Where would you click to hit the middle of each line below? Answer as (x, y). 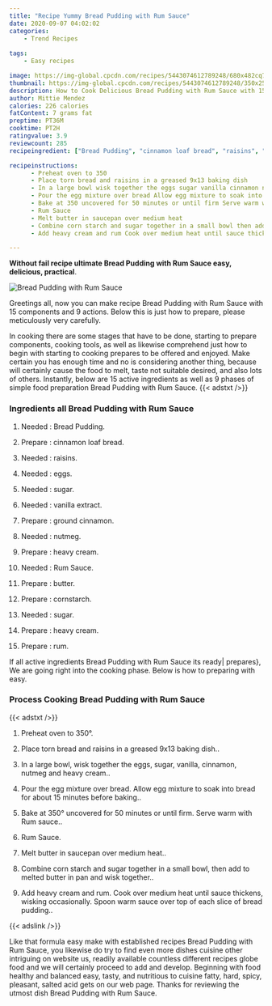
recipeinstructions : (44, 166)
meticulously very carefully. (55, 320)
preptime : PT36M (36, 121)
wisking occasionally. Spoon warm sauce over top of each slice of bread (142, 901)
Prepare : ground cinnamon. (67, 520)
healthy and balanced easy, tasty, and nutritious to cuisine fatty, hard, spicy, (136, 975)
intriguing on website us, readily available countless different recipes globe (134, 958)
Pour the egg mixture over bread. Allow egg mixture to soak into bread (138, 788)
